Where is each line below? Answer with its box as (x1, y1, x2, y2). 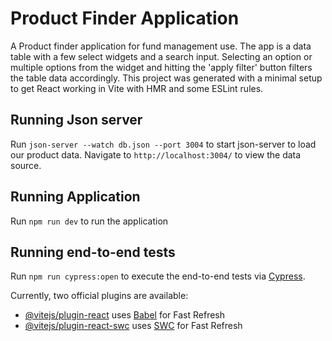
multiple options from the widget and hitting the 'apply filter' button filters (10, 61, 313, 73)
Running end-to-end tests (10, 243, 176, 261)
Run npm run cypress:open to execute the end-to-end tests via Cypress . (10, 270, 306, 282)
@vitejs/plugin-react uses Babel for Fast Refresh (24, 309, 226, 321)
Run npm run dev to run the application (10, 215, 169, 227)
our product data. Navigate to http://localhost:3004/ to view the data (10, 148, 302, 161)
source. (10, 159, 42, 171)
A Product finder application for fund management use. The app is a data (10, 40, 312, 52)
